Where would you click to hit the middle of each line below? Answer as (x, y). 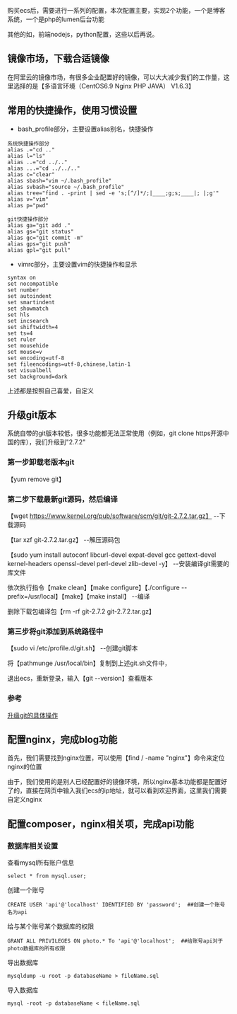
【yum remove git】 (36, 479)
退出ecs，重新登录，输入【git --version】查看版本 (80, 679)
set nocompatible (33, 284)
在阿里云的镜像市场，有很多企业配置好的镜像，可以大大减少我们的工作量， (115, 77)
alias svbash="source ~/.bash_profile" (66, 187)
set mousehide (28, 345)
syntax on (22, 277)
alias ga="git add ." (39, 225)
